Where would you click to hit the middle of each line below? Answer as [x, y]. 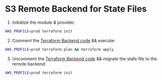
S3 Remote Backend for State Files [76, 9]
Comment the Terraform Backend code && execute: [64, 40]
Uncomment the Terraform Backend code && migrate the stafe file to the [84, 59]
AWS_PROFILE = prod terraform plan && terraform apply [59, 49]
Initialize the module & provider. [43, 22]
